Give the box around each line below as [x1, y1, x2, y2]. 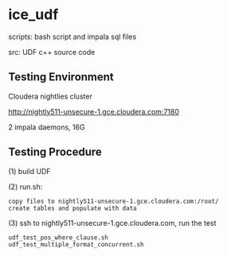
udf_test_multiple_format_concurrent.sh [8, 240, 145, 248]
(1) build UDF [8, 166, 51, 176]
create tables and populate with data [8, 204, 137, 212]
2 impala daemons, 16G [8, 122, 85, 132]
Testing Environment [8, 70, 114, 84]
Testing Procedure [8, 145, 102, 159]
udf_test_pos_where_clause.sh [8, 233, 109, 242]
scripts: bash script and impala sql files [8, 32, 137, 41]
